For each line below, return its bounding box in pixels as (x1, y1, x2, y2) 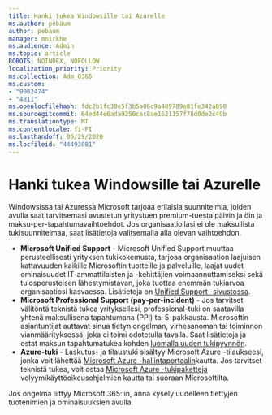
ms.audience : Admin (8, 42, 75, 50)
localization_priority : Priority (8, 65, 122, 73)
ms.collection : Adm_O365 (8, 72, 93, 80)
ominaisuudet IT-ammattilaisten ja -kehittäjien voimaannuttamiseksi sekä (19, 270, 264, 279)
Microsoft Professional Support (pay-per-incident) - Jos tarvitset (19, 296, 244, 305)
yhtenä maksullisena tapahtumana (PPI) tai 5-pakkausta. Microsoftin (19, 313, 249, 322)
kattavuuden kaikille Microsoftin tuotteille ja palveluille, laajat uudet (19, 261, 244, 270)
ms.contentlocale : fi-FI (8, 125, 93, 133)
